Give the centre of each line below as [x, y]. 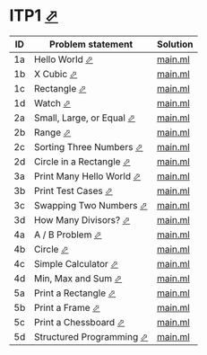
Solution [175, 44]
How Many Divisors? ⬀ [82, 219]
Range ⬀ [53, 132]
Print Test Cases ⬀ [74, 191]
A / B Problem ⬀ [68, 235]
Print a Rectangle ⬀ [75, 293]
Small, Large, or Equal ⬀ [85, 118]
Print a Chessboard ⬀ [80, 322]
